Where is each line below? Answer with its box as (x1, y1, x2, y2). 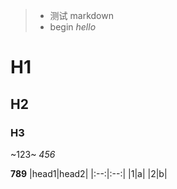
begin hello (49, 21, 97, 33)
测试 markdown (49, 10, 114, 21)
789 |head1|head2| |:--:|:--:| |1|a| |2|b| (10, 167, 168, 179)
